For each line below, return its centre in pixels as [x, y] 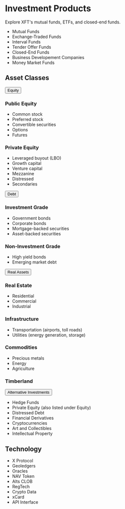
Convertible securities [34, 124]
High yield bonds [29, 257]
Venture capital [27, 168]
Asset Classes [27, 78]
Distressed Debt [28, 413]
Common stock [27, 114]
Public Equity [21, 103]
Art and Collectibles [32, 428]
